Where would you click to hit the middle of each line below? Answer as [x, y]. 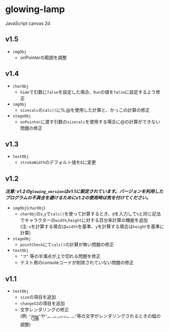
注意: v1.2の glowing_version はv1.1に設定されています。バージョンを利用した [84, 191]
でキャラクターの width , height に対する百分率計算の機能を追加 [84, 220]
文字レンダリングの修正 [44, 309]
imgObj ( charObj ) [29, 208]
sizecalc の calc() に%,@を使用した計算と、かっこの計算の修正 [85, 110]
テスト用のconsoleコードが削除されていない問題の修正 [77, 263]
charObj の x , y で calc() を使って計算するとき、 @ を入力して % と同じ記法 [91, 214]
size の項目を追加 [38, 297]
